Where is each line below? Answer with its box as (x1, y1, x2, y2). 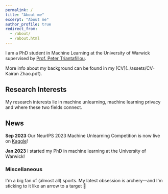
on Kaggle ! (5, 138, 28, 144)
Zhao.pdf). (19, 70, 42, 76)
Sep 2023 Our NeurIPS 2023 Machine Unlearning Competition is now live (5, 132, 160, 138)
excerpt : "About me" (5, 17, 50, 22)
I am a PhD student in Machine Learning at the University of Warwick (5, 49, 151, 56)
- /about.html (10, 36, 40, 41)
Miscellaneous (5, 166, 42, 173)
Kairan (5, 70, 19, 76)
